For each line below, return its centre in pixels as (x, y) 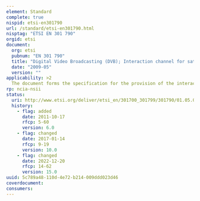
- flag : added (34, 111)
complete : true (25, 17)
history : (22, 106)
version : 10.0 (40, 150)
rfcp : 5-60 (35, 123)
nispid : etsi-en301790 (34, 23)
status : (16, 95)
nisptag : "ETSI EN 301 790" (41, 34)
